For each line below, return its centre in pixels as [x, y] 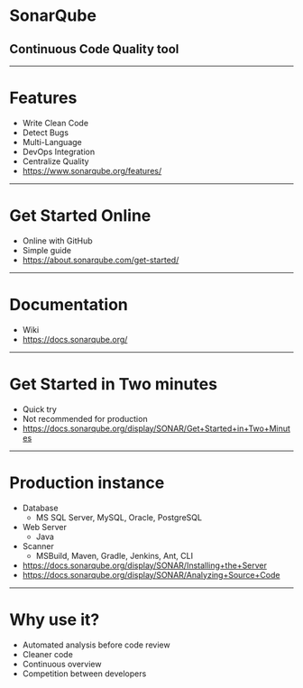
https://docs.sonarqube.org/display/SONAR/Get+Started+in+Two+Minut [156, 428]
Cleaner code [48, 654]
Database [40, 508]
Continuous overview [62, 664]
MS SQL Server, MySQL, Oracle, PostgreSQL [119, 517]
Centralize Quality [55, 161]
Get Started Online [80, 216]
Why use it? [55, 619]
